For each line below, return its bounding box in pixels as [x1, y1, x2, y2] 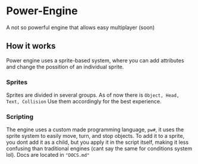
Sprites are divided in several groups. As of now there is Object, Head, [6, 92, 180, 99]
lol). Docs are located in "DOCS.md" [6, 152, 90, 159]
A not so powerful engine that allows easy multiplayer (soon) [6, 24, 155, 31]
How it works [6, 41, 56, 51]
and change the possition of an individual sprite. [6, 63, 124, 70]
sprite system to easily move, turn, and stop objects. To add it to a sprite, [6, 133, 185, 140]
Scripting [6, 112, 34, 121]
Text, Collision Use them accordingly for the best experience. [6, 98, 162, 105]
